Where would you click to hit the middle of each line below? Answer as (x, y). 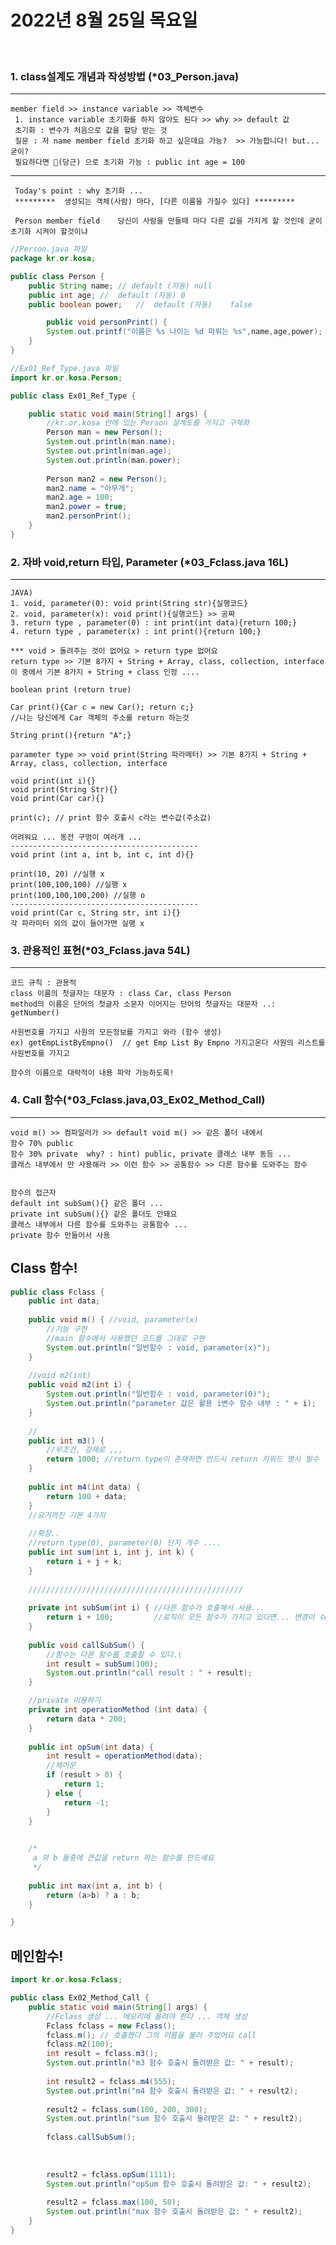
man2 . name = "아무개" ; (90, 488)
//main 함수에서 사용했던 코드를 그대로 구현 (126, 1338)
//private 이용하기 (64, 1701)
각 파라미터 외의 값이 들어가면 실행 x (77, 924)
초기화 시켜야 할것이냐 (49, 232)
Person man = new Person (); (104, 432)
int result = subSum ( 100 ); (102, 1664)
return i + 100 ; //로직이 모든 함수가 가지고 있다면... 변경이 (180, 1617)
